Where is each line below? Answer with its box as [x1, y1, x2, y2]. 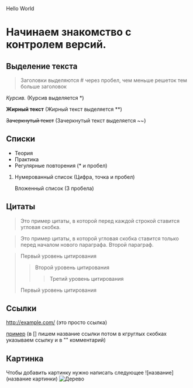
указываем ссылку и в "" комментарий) [6, 336, 106, 343]
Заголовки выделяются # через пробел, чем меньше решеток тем [20, 77, 187, 84]
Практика [14, 155, 39, 163]
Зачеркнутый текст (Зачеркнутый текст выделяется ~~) [6, 117, 146, 124]
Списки [6, 134, 36, 144]
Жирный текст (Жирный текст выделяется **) [6, 105, 123, 113]
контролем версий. [6, 38, 106, 52]
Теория [14, 149, 33, 156]
